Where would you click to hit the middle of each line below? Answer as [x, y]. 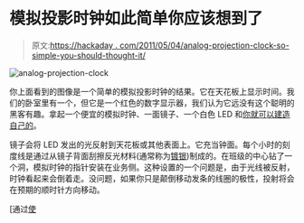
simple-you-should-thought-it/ [89, 55]
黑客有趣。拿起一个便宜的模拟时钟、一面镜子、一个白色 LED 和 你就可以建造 [150, 114]
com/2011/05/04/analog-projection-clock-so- [204, 45]
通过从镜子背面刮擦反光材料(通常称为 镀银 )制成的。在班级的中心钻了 [159, 155]
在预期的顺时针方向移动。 [57, 190]
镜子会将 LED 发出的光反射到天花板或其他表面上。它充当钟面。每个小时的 [146, 144]
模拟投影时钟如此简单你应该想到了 [137, 19]
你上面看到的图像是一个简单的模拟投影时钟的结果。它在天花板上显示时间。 [148, 91]
